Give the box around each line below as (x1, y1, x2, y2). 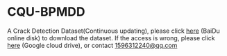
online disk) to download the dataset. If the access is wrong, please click (7, 33, 215, 42)
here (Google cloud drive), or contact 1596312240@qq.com (7, 41, 178, 49)
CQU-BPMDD (7, 4, 85, 20)
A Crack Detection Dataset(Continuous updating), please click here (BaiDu (7, 27, 220, 35)
